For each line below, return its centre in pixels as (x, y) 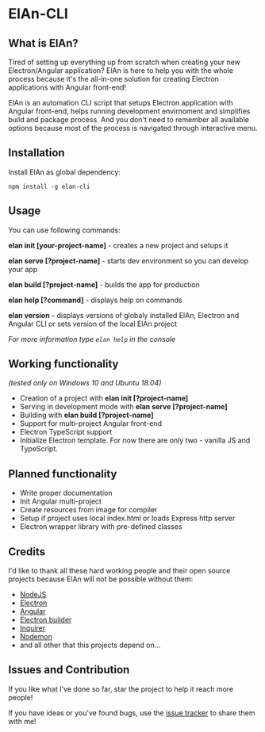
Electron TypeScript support (66, 432)
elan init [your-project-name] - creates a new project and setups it (118, 245)
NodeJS (33, 595)
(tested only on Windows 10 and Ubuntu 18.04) (85, 383)
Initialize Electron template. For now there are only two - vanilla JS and (135, 440)
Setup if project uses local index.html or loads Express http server (127, 518)
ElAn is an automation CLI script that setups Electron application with (121, 103)
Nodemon (36, 637)
